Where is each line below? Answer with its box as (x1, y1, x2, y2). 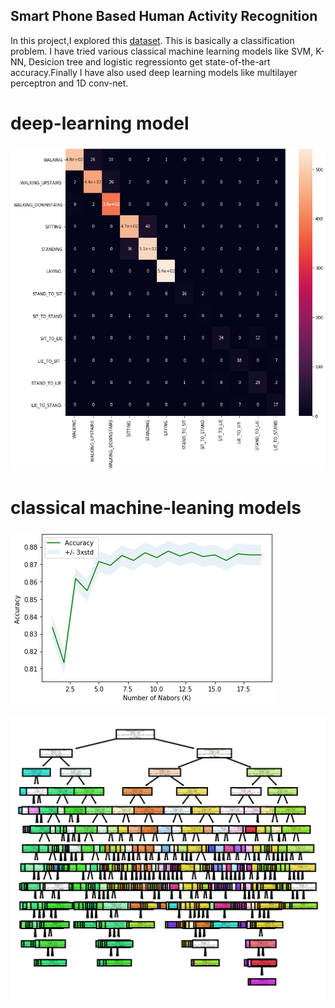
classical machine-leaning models (10, 497, 302, 519)
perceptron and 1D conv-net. (10, 77, 129, 89)
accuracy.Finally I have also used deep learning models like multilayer (10, 66, 298, 78)
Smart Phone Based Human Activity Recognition (10, 8, 318, 25)
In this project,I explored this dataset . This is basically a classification (10, 34, 295, 46)
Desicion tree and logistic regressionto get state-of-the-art (28, 55, 271, 68)
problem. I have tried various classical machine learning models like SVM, (10, 45, 314, 57)
